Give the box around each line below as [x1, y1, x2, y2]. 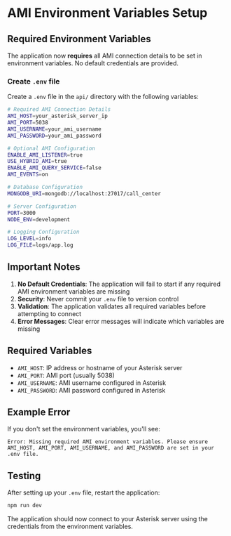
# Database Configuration [7, 184, 83, 191]
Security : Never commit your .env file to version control [17, 294, 179, 303]
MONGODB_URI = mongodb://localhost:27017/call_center [7, 190, 161, 197]
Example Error [7, 406, 71, 419]
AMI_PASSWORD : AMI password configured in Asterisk [17, 386, 166, 394]
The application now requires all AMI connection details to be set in [7, 51, 202, 60]
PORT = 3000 [7, 209, 36, 216]
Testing [7, 469, 41, 482]
